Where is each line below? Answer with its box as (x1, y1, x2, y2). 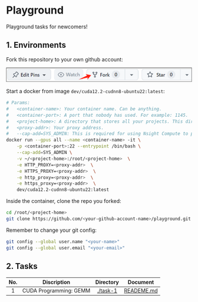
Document (127, 278, 154, 286)
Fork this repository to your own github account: (6, 55, 123, 63)
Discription (42, 278, 71, 286)
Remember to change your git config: (6, 226, 97, 234)
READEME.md (124, 287, 158, 294)
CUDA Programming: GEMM (22, 287, 91, 294)
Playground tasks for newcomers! (6, 23, 88, 30)
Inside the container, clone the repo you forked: (6, 198, 122, 205)
